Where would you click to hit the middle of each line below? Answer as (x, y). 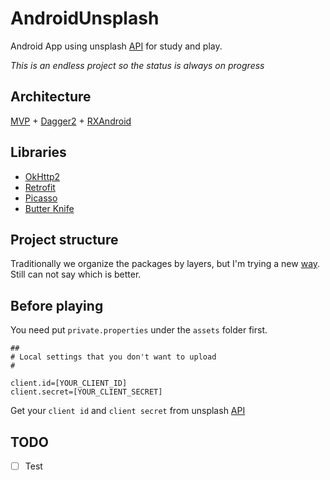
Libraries (38, 152)
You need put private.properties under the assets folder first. (139, 330)
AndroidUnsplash (85, 18)
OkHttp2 (42, 176)
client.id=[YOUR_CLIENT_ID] (69, 383)
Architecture (51, 97)
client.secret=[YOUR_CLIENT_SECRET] (86, 392)
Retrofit (40, 187)
